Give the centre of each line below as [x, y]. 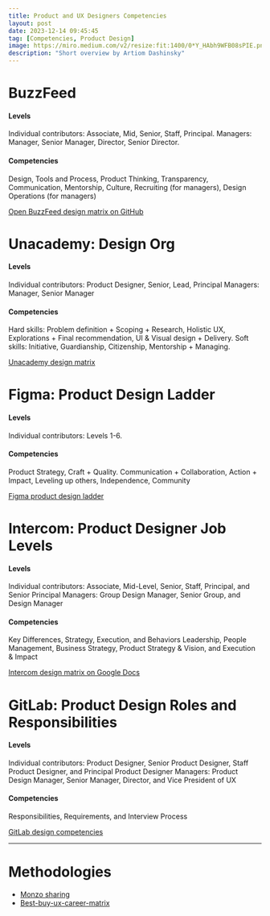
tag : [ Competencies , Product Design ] [72, 38]
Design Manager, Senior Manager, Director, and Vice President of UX [123, 780]
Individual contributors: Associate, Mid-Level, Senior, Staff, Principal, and [129, 586]
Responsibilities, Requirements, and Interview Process [98, 816]
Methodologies [60, 872]
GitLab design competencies [56, 831]
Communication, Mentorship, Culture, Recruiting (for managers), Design [127, 187]
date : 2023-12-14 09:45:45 [53, 31]
